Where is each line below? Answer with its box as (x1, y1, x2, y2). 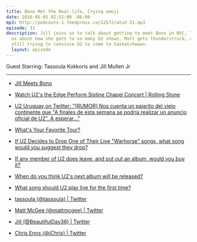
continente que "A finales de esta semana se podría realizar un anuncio (14, 108, 188, 115)
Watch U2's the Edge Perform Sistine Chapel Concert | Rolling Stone (14, 91, 181, 98)
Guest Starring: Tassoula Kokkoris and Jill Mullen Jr (6, 63, 131, 70)
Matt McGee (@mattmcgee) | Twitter (14, 206, 104, 214)
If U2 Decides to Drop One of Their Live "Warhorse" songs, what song (14, 137, 185, 144)
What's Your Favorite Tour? (14, 126, 81, 133)
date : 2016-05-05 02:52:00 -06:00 (6, 14, 91, 20)
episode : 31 (6, 25, 35, 31)
